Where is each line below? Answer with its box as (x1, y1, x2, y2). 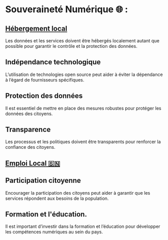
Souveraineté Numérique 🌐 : (5, 4, 128, 15)
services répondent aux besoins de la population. (5, 195, 109, 201)
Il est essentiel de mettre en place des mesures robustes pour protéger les (5, 105, 161, 111)
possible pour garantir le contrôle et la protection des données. (5, 43, 137, 49)
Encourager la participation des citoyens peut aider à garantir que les (5, 190, 151, 196)
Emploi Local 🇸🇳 (5, 159, 60, 168)
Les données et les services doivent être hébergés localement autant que (5, 38, 159, 44)
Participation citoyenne (5, 176, 81, 185)
